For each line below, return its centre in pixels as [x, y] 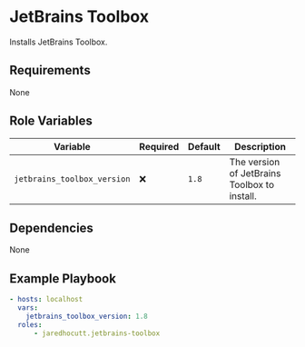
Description [260, 146]
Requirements [50, 70]
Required [159, 146]
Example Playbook [63, 278]
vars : [28, 308]
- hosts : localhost [46, 300]
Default [204, 146]
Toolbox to [252, 184]
